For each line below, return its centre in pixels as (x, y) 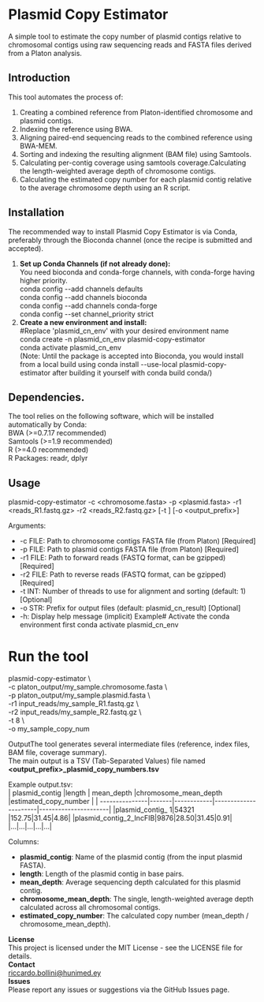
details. (20, 956)
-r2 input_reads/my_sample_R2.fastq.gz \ (75, 712)
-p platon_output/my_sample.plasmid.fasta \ (80, 695)
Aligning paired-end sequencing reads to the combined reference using (136, 137)
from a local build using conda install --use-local (99, 364)
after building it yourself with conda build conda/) (132, 372)
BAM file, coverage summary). (58, 753)
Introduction (39, 78)
